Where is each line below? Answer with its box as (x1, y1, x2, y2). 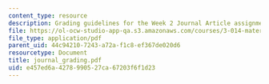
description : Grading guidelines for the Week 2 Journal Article (8, 19, 231, 27)
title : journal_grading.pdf (8, 57, 102, 65)
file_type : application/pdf (8, 34, 102, 42)
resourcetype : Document (8, 49, 88, 57)
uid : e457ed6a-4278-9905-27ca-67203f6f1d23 (8, 64, 156, 72)
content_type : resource (8, 11, 88, 20)
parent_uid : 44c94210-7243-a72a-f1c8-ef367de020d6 (8, 42, 181, 50)
